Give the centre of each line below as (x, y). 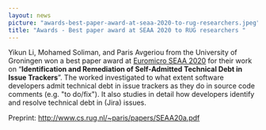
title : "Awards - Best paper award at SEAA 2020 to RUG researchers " (127, 30)
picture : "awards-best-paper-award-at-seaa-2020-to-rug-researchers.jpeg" (134, 23)
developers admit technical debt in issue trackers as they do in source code (132, 86)
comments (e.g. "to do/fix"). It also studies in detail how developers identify (131, 95)
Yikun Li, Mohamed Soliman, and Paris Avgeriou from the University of (123, 53)
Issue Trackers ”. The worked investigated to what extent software (116, 78)
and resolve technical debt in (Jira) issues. (77, 102)
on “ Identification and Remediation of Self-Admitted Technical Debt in (125, 69)
